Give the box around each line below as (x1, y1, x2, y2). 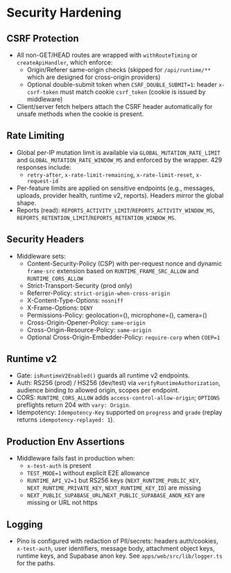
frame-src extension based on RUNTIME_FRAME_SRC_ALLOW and (26, 266, 199, 275)
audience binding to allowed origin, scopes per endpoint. (16, 386, 180, 395)
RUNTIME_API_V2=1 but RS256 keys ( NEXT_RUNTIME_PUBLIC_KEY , (26, 477, 201, 485)
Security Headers (6, 234, 85, 246)
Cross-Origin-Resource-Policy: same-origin (26, 325, 152, 334)
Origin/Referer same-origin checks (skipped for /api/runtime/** (26, 66, 211, 74)
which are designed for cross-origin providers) (26, 73, 161, 81)
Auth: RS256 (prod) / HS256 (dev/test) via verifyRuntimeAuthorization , (16, 379, 221, 387)
